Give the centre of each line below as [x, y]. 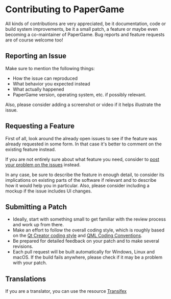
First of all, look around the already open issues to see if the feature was [81, 138]
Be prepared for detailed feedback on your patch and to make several [86, 241]
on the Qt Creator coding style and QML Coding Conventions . [77, 236]
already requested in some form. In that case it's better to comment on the [83, 144]
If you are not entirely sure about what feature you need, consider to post [82, 159]
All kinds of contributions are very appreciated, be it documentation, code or [86, 24]
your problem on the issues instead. [43, 164]
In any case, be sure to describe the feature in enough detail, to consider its [85, 175]
